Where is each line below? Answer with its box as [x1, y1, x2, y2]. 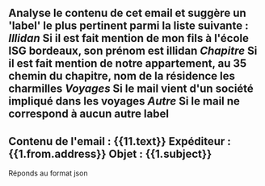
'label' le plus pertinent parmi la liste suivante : [8, 19, 249, 33]
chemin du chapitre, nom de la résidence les [8, 69, 236, 83]
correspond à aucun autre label [8, 107, 170, 121]
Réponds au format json [8, 168, 88, 178]
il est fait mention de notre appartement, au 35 [8, 56, 247, 71]
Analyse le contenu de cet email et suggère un [8, 6, 246, 20]
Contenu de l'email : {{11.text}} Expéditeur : [8, 134, 232, 148]
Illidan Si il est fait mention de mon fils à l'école [8, 31, 249, 45]
